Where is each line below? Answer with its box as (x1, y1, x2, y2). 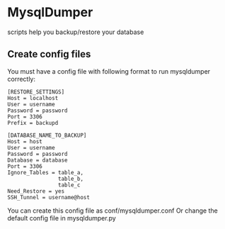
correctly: (7, 74, 36, 83)
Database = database (7, 157, 69, 164)
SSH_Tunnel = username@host (7, 194, 91, 201)
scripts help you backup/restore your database (7, 28, 144, 36)
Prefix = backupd (7, 119, 59, 126)
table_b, (57, 175, 83, 182)
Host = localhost (7, 94, 59, 101)
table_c (57, 181, 81, 189)
